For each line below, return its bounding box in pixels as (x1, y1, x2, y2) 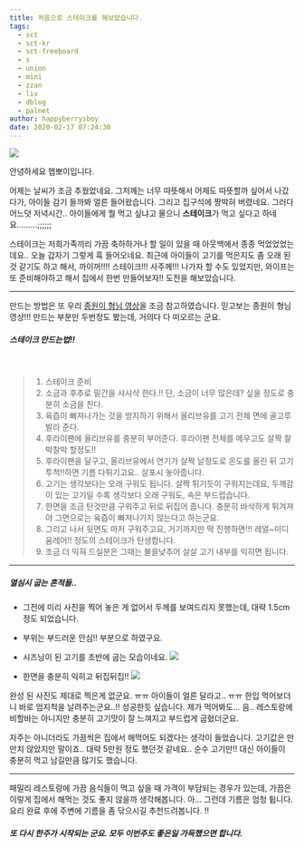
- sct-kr (17, 38, 51, 48)
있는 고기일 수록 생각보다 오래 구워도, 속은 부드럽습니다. (54, 489, 251, 500)
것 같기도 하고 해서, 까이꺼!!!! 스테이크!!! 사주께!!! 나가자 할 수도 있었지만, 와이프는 (9, 261, 295, 272)
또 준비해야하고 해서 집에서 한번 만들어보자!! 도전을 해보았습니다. (9, 273, 237, 283)
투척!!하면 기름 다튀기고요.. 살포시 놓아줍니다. (44, 466, 205, 477)
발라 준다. (44, 421, 80, 432)
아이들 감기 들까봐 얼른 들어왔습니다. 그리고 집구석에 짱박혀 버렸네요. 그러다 (28, 197, 294, 207)
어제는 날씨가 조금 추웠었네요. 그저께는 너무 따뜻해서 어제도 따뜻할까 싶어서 (9, 185, 273, 196)
